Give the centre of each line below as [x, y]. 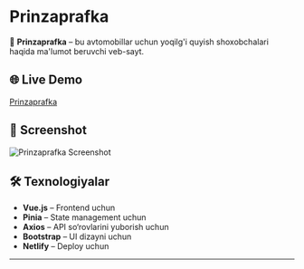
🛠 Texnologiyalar [60, 182]
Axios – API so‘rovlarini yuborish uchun [95, 227]
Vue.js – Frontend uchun [69, 208]
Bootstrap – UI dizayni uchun [77, 236]
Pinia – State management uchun [84, 217]
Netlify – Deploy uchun [66, 246]
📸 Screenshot [48, 130]
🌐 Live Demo [46, 80]
